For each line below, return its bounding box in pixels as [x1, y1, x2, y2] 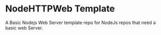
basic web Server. [5, 24, 43, 30]
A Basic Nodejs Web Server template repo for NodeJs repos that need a [5, 19, 156, 25]
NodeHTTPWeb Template [5, 3, 115, 14]
